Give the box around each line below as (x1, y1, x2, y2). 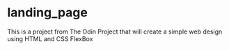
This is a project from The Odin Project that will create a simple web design (7, 27, 223, 36)
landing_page (7, 5, 88, 21)
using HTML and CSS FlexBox (7, 34, 93, 42)
